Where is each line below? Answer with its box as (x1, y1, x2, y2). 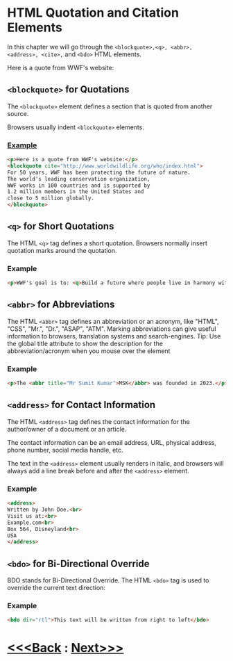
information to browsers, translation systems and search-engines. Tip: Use (7, 332, 221, 340)
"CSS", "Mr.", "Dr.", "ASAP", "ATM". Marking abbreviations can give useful (7, 325, 216, 333)
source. (7, 109, 29, 117)
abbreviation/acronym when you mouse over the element (7, 346, 171, 355)
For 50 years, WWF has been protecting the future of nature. (7, 169, 191, 176)
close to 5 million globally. (7, 195, 95, 202)
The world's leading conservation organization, (7, 175, 150, 182)
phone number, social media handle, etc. (7, 446, 123, 454)
